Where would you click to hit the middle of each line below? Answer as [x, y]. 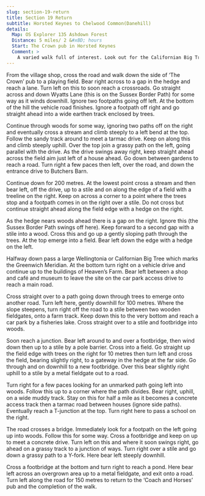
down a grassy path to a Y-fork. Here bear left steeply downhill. [86, 455]
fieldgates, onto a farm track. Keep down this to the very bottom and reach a [103, 316]
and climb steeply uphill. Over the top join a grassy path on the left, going [98, 145]
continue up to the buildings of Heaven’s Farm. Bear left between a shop [97, 271]
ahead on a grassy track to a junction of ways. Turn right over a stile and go [101, 448]
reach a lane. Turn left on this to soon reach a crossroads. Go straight [94, 88]
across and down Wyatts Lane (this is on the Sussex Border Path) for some [101, 94]
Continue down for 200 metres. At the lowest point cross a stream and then [101, 183]
